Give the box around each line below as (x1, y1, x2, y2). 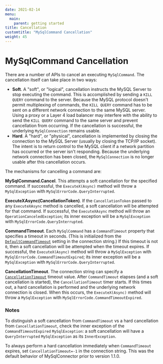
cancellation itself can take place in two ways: (5, 77, 97, 83)
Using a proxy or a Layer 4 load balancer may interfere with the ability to (12, 112, 157, 118)
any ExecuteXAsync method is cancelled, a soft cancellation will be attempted (5, 203, 159, 209)
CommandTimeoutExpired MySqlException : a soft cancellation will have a (5, 328, 144, 334)
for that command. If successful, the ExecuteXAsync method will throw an (5, 208, 150, 214)
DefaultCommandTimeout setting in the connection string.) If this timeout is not (5, 238, 158, 244)
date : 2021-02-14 (5, 7, 40, 12)
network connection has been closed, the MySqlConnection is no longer (12, 153, 154, 159)
